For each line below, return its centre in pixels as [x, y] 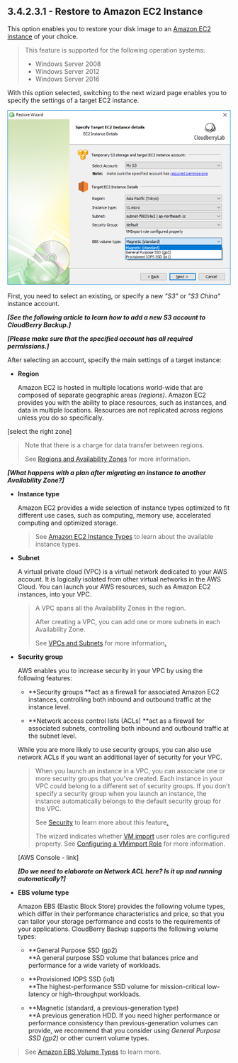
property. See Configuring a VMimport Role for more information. [130, 844]
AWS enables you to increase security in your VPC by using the [110, 671]
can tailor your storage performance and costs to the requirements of [119, 922]
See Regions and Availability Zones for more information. [108, 459]
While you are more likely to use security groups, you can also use [114, 750]
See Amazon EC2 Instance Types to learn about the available [124, 537]
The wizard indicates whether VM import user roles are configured [132, 836]
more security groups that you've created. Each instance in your [129, 779]
